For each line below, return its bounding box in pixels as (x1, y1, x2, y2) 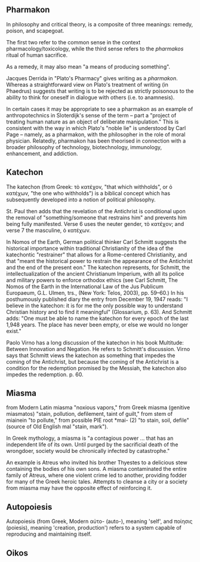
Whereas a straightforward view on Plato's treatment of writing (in (6, 81, 168, 88)
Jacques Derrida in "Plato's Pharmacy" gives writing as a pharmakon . (6, 74, 178, 81)
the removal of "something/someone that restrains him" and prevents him (6, 214, 187, 221)
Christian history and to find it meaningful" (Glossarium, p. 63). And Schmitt (6, 308, 192, 315)
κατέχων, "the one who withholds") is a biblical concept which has (6, 189, 171, 197)
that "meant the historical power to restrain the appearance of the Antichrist (6, 257, 193, 264)
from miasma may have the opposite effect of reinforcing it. (6, 485, 152, 492)
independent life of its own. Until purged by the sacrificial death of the (6, 441, 179, 448)
